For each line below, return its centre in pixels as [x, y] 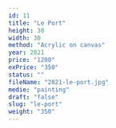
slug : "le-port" [35, 104]
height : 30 [26, 30]
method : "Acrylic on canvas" [57, 45]
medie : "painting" [39, 89]
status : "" [26, 75]
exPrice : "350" [34, 68]
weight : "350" [32, 112]
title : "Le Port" [37, 23]
